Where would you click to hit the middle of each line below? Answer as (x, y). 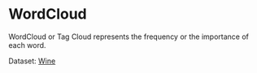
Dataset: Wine (32, 61)
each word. (27, 45)
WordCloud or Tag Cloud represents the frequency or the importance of (129, 36)
